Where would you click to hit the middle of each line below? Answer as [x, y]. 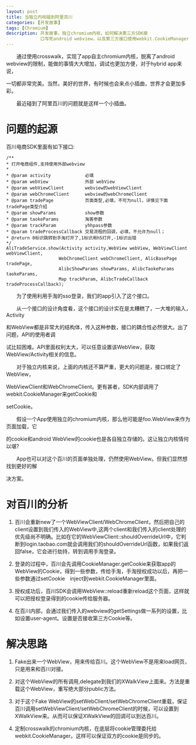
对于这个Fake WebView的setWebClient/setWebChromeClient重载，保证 [101, 701]
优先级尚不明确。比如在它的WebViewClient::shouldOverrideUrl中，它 [98, 536]
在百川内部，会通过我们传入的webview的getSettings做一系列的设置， [98, 611]
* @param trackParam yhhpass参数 [59, 225]
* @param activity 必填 [50, 175]
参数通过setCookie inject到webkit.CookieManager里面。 [89, 578]
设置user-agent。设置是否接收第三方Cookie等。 [78, 618]
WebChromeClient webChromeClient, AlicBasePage [118, 258]
